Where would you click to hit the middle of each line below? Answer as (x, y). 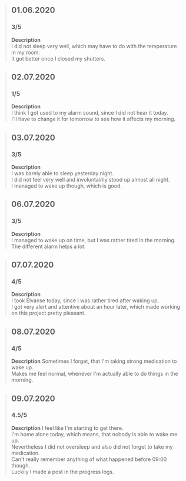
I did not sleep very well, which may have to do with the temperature (94, 46)
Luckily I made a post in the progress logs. (62, 472)
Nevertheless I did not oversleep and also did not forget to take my (92, 446)
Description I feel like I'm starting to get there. (67, 428)
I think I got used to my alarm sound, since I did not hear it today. (89, 113)
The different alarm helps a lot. (48, 246)
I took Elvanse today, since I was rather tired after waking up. (85, 300)
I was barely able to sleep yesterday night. (62, 173)
